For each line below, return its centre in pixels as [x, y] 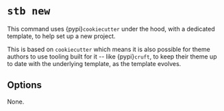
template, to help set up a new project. [61, 36]
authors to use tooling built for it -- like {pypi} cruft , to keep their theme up [112, 57]
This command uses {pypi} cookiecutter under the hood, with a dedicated [111, 29]
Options [25, 85]
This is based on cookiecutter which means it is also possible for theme [109, 49]
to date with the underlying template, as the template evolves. [94, 63]
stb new [29, 11]
